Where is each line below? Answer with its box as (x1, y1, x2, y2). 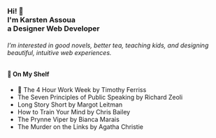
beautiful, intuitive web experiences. (7, 48, 112, 56)
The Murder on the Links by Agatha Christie (17, 122, 143, 131)
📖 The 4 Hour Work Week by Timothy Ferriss (17, 85, 147, 93)
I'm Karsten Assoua (7, 15, 75, 24)
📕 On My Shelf (7, 70, 50, 79)
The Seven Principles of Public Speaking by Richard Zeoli (17, 93, 183, 101)
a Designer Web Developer (7, 24, 100, 33)
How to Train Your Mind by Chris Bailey (17, 107, 131, 116)
